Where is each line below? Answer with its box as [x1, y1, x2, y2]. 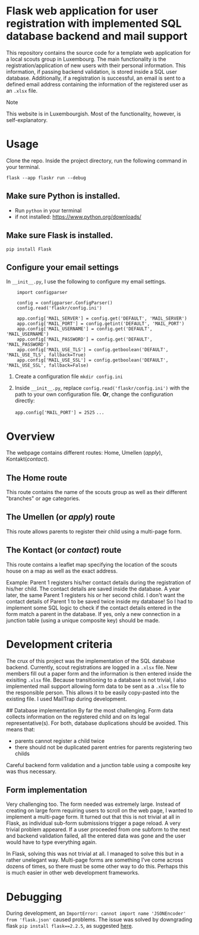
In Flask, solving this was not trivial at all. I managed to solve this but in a [6, 850, 184, 858]
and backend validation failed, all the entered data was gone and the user [6, 832, 186, 840]
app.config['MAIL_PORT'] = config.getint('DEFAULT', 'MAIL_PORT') [17, 321, 185, 327]
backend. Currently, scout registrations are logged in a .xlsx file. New [6, 664, 178, 671]
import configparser [17, 290, 68, 296]
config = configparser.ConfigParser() [17, 300, 113, 306]
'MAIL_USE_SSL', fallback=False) [6, 362, 89, 368]
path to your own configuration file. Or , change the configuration [14, 391, 173, 398]
